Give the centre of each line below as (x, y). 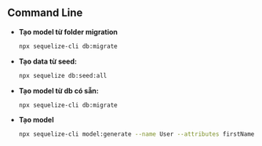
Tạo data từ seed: (48, 61)
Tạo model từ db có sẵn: (58, 90)
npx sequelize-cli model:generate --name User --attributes (119, 134)
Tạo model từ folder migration (68, 31)
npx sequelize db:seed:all (63, 75)
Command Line (45, 13)
